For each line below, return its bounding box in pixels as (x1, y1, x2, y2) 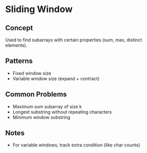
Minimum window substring (12, 114, 71, 120)
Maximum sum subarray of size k (12, 103, 82, 109)
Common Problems (5, 90, 67, 99)
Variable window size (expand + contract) (12, 75, 100, 82)
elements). (5, 42, 28, 48)
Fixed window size (12, 70, 52, 76)
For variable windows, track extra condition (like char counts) (12, 142, 140, 148)
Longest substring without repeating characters (12, 109, 112, 115)
